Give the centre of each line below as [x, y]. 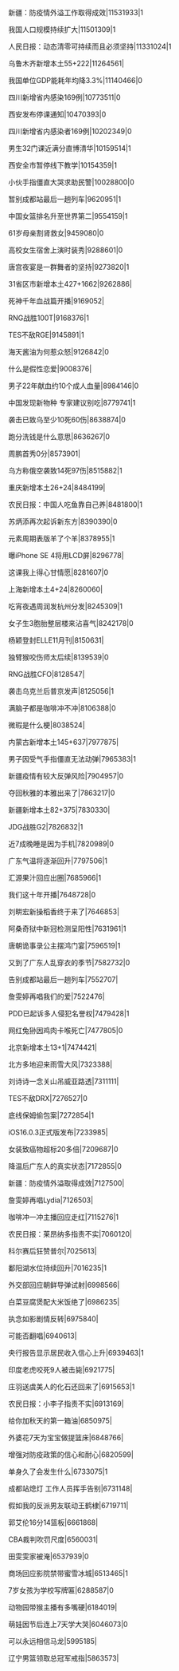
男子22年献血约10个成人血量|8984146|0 [74, 386]
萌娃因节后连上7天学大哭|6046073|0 [68, 1624]
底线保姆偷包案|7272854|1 [51, 1115]
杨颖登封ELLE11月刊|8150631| [56, 640]
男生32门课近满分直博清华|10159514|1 [70, 148]
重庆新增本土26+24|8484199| [57, 487]
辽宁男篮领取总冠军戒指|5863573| [64, 1658]
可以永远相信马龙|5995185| [53, 1641]
